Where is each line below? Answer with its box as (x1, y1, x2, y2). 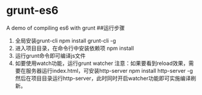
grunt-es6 (6, 4, 59, 17)
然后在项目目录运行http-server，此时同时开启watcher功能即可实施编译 (15, 75, 191, 82)
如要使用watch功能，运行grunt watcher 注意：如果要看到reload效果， (15, 60, 189, 67)
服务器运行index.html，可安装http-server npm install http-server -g (25, 67, 194, 74)
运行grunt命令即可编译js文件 (15, 52, 86, 59)
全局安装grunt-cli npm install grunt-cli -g (15, 37, 116, 44)
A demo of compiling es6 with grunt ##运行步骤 (6, 24, 125, 31)
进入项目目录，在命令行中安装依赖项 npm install (15, 44, 134, 52)
